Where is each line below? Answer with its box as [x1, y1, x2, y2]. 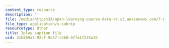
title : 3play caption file [5, 30, 62, 35]
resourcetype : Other [5, 26, 49, 31]
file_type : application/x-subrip [5, 21, 75, 26]
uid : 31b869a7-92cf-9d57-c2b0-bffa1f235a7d [5, 35, 98, 40]
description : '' [5, 12, 39, 17]
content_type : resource [5, 7, 55, 12]
